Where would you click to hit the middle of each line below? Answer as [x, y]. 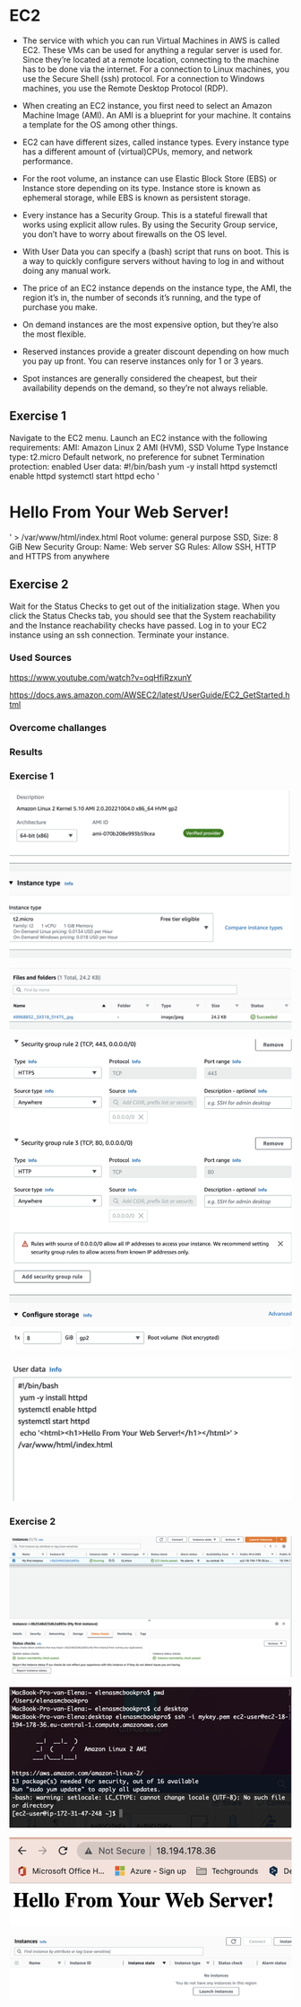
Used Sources [40, 658]
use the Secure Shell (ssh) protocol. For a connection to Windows [143, 78]
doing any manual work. [67, 270]
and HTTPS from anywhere [60, 556]
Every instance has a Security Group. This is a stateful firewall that [145, 215]
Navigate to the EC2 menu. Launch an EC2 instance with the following [138, 437]
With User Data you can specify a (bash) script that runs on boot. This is [155, 251]
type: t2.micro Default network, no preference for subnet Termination [137, 457]
